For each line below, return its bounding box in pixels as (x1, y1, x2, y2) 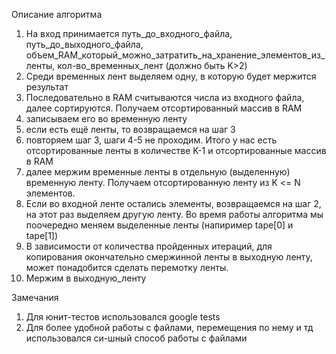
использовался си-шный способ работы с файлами (25, 332, 248, 344)
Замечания (11, 292, 59, 303)
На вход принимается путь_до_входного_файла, (25, 28, 233, 39)
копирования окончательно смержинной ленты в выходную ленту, (25, 251, 313, 263)
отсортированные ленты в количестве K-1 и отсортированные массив (25, 145, 327, 156)
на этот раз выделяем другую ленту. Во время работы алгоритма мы (25, 209, 324, 220)
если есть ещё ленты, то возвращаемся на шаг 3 (25, 124, 236, 135)
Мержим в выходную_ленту (25, 272, 147, 284)
